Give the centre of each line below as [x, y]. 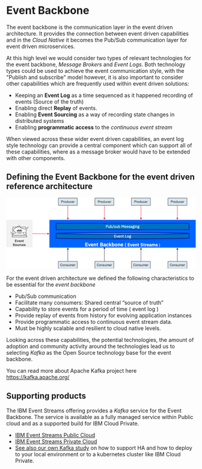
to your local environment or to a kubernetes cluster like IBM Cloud [98, 454]
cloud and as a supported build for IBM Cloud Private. [73, 423]
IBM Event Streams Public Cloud [55, 435]
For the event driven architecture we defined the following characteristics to [100, 278]
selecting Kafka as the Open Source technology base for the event [89, 353]
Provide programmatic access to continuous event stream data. [93, 322]
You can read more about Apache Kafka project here [72, 371]
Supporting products [46, 396]
